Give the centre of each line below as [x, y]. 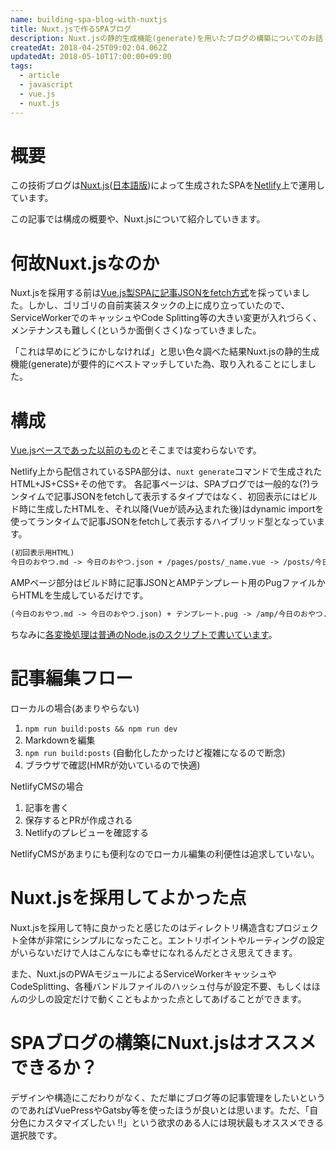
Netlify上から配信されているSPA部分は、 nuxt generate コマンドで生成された [166, 472]
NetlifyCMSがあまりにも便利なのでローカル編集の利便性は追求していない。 [165, 853]
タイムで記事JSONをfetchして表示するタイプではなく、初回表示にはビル [168, 497]
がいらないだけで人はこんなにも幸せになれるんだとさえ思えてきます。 [154, 952]
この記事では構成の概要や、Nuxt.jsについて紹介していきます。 [138, 219]
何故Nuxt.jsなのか [85, 263]
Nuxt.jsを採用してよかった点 [128, 898]
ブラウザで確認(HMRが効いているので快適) [112, 765]
